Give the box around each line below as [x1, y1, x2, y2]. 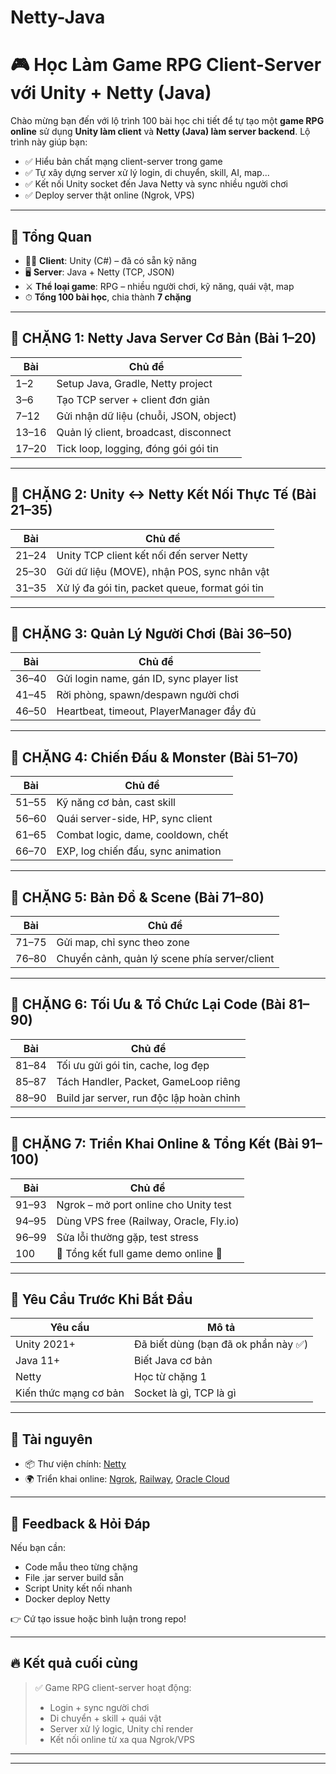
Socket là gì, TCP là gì [133, 1386, 237, 1400]
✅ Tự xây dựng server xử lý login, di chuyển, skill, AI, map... [24, 167, 270, 179]
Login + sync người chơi [49, 1701, 150, 1713]
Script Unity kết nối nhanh [24, 1582, 133, 1595]
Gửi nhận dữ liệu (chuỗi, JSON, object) [56, 409, 237, 423]
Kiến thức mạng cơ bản [15, 1386, 125, 1400]
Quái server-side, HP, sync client [56, 812, 213, 826]
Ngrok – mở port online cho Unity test [56, 1197, 232, 1211]
